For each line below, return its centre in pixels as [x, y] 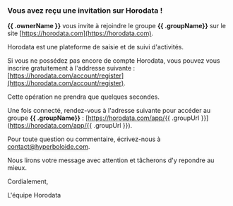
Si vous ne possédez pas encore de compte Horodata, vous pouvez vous [114, 61]
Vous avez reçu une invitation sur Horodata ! [85, 11]
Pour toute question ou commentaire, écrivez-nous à [84, 139]
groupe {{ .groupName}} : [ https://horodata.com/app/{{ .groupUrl [103, 118]
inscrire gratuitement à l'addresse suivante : [71, 68]
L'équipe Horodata [34, 195]
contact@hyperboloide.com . [49, 147]
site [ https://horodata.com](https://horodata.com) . [80, 33]
